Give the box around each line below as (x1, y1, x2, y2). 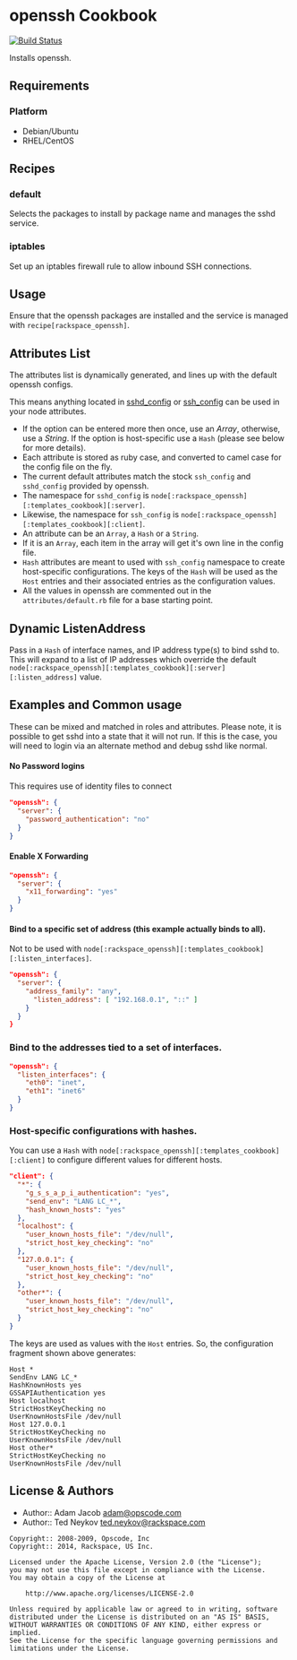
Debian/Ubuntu (21, 125, 79, 136)
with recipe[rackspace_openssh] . (9, 320, 130, 331)
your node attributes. (9, 406, 87, 417)
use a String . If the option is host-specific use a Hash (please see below (21, 433, 284, 444)
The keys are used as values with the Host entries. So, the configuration (9, 1337, 274, 1349)
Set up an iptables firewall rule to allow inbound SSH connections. (9, 261, 252, 272)
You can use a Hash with (9, 1145, 98, 1156)
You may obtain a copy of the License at (9, 1573, 166, 1582)
